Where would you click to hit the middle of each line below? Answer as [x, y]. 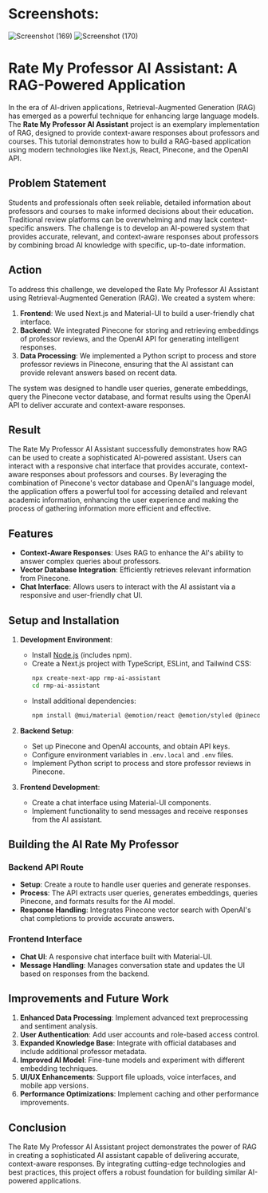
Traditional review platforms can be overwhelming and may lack [113, 219]
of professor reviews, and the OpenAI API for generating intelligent [129, 338]
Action [25, 270]
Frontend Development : [60, 787]
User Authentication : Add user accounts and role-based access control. [139, 1035]
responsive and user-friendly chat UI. [81, 595]
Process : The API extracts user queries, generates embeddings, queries [138, 893]
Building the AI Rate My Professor [94, 844]
